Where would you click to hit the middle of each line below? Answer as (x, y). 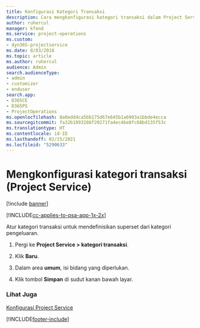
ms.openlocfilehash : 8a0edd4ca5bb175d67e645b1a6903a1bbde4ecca (86, 117)
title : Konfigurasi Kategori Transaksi (56, 12)
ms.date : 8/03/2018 (30, 51)
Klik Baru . (27, 256)
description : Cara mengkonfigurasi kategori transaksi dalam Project (94, 17)
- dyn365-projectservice (37, 45)
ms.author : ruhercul (32, 61)
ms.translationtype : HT (36, 128)
